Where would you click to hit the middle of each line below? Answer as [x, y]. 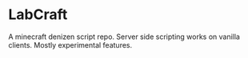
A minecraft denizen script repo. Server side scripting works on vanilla [124, 37]
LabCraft [38, 15]
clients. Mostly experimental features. [70, 44]
